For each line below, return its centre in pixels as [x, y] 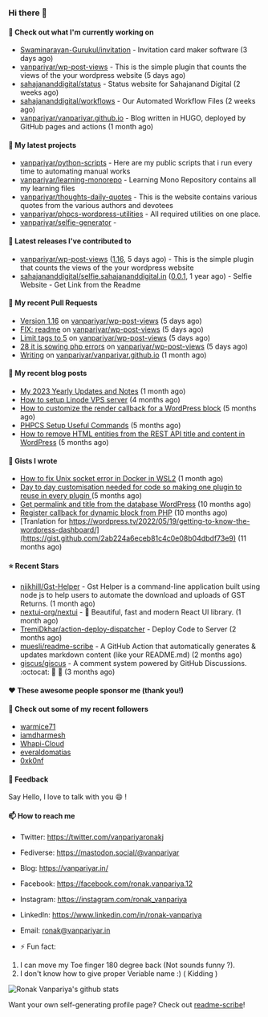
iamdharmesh [43, 735]
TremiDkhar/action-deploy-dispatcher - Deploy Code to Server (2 [128, 629]
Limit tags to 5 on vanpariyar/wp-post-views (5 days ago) [115, 337]
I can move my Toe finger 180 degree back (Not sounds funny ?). [127, 965]
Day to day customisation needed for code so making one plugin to [131, 487]
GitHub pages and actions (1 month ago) [87, 127]
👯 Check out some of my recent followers [78, 709]
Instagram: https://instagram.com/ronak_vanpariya [103, 899]
